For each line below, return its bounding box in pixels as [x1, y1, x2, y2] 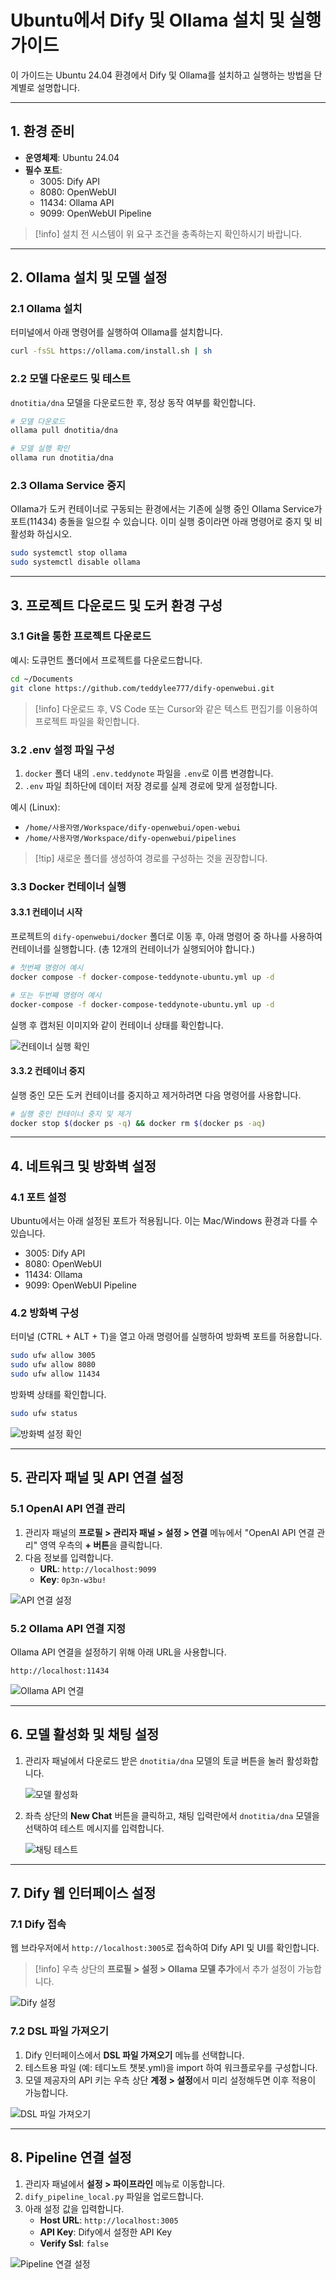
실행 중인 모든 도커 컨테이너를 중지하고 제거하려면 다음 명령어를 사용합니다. [10, 1089, 302, 1101]
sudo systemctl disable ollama [10, 557, 141, 568]
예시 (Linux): [10, 801, 61, 813]
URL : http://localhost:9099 [39, 1562, 157, 1575]
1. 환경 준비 [10, 123, 75, 140]
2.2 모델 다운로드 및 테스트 [10, 372, 132, 386]
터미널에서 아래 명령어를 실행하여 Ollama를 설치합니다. [10, 326, 223, 338]
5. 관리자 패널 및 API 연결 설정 [10, 1469, 185, 1486]
